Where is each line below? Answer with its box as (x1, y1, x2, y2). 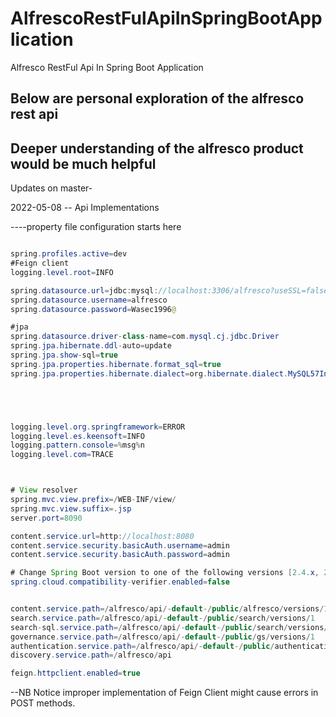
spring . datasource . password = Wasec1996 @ (10, 304, 177, 314)
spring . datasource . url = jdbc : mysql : (10, 285, 159, 296)
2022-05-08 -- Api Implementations (10, 202, 160, 214)
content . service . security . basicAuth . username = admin (10, 540, 230, 551)
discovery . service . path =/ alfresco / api (10, 650, 172, 661)
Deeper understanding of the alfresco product (10, 140, 304, 157)
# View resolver (10, 485, 78, 496)
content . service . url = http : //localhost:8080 (10, 531, 195, 541)
